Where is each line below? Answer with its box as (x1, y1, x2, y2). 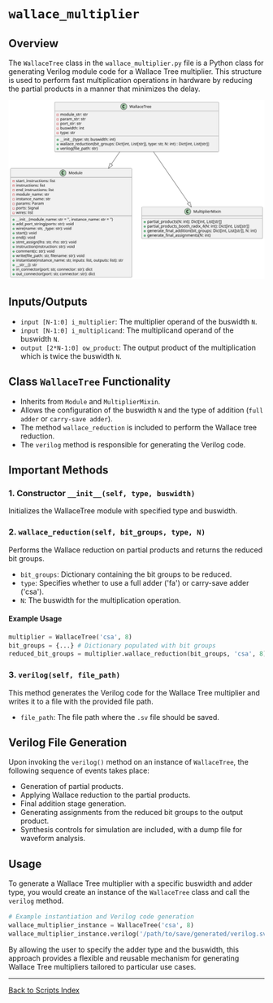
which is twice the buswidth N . (19, 351, 122, 361)
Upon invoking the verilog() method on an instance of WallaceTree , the (8, 757, 249, 767)
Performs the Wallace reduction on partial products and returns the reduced (8, 545, 263, 555)
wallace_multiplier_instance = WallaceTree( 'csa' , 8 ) (8, 922, 195, 930)
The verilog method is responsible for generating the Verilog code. (19, 439, 246, 449)
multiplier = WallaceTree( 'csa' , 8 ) (8, 633, 132, 641)
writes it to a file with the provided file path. (8, 696, 154, 706)
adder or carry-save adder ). (19, 413, 113, 423)
